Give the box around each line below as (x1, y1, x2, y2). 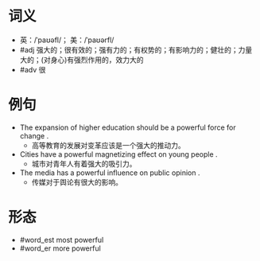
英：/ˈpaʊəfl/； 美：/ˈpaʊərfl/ (19, 35, 114, 45)
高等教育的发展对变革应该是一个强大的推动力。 (31, 140, 185, 150)
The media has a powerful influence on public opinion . (19, 168, 200, 177)
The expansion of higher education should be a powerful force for (19, 123, 236, 132)
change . (19, 130, 49, 140)
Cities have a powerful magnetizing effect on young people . (19, 149, 218, 159)
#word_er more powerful (19, 243, 101, 253)
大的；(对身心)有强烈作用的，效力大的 (19, 55, 145, 64)
